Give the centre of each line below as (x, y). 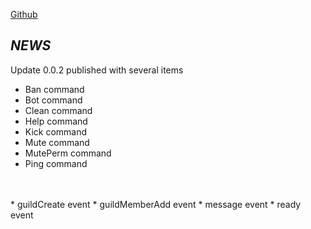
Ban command (54, 89)
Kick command (56, 131)
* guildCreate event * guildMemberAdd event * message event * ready (156, 204)
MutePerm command (68, 153)
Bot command (53, 100)
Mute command (57, 142)
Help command (56, 121)
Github (24, 14)
